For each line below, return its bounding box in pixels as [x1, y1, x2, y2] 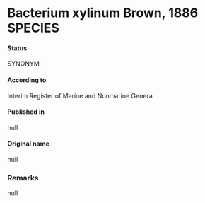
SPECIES [7, 20, 60, 36]
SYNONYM [7, 59, 40, 68]
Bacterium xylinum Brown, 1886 [7, 5, 199, 21]
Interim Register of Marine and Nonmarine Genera [7, 91, 153, 100]
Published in [7, 108, 45, 116]
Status [7, 44, 28, 52]
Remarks [7, 173, 39, 182]
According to [7, 76, 47, 84]
